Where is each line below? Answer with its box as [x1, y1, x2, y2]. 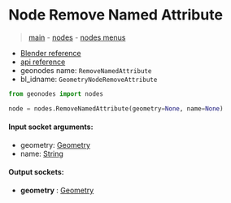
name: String [20, 149, 63, 158]
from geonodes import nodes [8, 89, 104, 98]
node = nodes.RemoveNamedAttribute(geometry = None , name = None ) [8, 104, 224, 113]
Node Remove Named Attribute [8, 6, 224, 24]
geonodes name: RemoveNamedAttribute [20, 65, 152, 75]
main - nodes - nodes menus [28, 32, 126, 42]
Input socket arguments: [8, 122, 94, 132]
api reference [20, 57, 66, 67]
